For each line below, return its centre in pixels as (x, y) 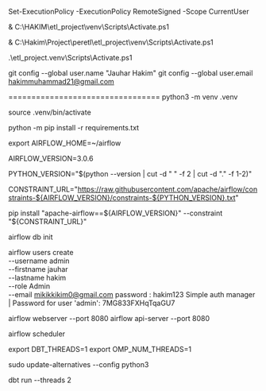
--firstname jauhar (39, 269)
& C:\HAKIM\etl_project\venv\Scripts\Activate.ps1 (89, 27)
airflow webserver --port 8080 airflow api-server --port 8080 (109, 318)
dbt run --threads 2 (40, 380)
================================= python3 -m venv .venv (123, 97)
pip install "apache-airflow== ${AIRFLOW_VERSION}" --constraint (116, 213)
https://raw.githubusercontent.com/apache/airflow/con (168, 189)
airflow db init (31, 237)
